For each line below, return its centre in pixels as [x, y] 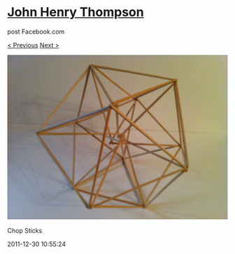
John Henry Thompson [76, 12]
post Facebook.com [36, 31]
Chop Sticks [25, 231]
